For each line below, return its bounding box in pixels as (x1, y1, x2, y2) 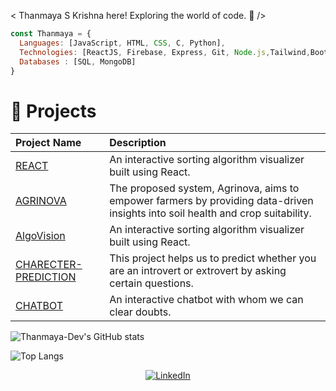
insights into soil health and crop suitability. (109, 206, 312, 220)
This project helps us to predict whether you (109, 251, 317, 265)
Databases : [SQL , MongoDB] (19, 56, 137, 67)
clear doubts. (109, 305, 172, 319)
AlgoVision (15, 229, 66, 243)
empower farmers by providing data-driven (109, 194, 314, 208)
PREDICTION (15, 270, 77, 284)
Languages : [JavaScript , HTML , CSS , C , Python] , (19, 38, 226, 48)
